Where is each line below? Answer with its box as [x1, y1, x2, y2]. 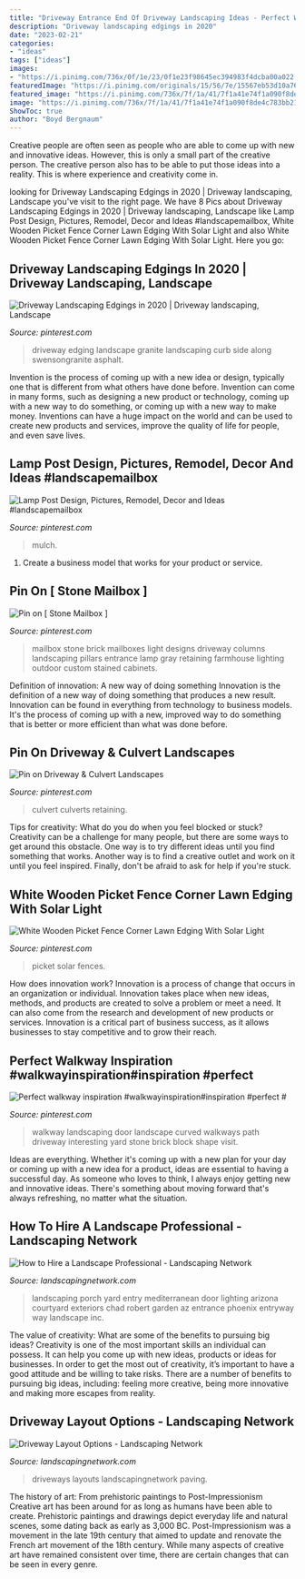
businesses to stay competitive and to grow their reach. [9, 1027, 218, 1037]
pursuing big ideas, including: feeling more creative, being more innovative [9, 1378, 289, 1389]
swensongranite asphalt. [31, 354, 124, 365]
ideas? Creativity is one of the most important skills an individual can [9, 1339, 266, 1350]
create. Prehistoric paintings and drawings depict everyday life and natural [9, 1510, 289, 1521]
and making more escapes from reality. [9, 1387, 156, 1398]
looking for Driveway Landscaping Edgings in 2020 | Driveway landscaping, [9, 187, 293, 197]
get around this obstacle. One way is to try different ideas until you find [9, 841, 275, 852]
